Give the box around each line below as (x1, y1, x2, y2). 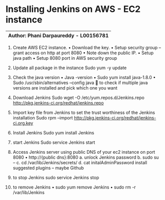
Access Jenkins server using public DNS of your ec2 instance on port (12, 149, 156, 155)
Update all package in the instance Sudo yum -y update (12, 65, 127, 71)
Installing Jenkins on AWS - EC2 (5, 3, 141, 15)
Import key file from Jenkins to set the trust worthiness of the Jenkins (12, 109, 155, 115)
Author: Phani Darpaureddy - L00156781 (8, 32, 109, 39)
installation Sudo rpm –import (12, 114, 73, 120)
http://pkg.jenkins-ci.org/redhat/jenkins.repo (12, 100, 104, 105)
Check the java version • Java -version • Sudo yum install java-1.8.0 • (12, 74, 156, 80)
